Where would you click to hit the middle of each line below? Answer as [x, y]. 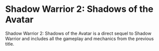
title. [10, 44]
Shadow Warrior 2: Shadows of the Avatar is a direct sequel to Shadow [78, 33]
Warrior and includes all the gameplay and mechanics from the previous [79, 39]
